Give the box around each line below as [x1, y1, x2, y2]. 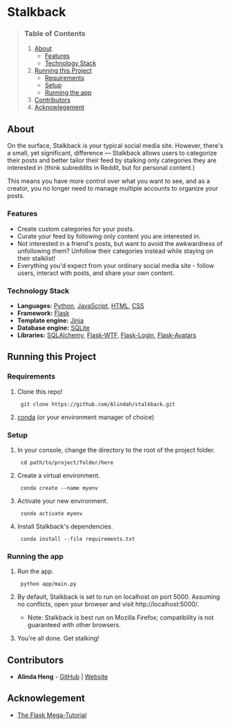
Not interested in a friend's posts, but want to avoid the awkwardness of [17, 239, 223, 247]
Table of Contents [23, 29, 86, 39]
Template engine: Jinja [17, 316, 84, 325]
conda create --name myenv [20, 484, 98, 491]
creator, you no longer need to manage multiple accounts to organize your [7, 184, 219, 193]
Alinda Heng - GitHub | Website [17, 672, 108, 680]
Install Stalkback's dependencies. [17, 522, 113, 531]
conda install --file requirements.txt [20, 535, 135, 542]
